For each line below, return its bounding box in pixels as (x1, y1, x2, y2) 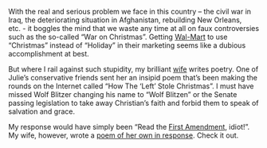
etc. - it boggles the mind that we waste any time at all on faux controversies (8, 24, 260, 33)
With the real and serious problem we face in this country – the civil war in (8, 7, 252, 16)
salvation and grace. (8, 107, 76, 116)
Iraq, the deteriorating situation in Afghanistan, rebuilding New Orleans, (8, 15, 242, 25)
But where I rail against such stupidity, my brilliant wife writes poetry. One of (8, 64, 259, 74)
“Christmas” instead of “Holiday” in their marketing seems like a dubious (8, 41, 246, 50)
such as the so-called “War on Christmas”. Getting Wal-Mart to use (8, 32, 229, 41)
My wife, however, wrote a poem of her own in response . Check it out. (8, 130, 239, 140)
